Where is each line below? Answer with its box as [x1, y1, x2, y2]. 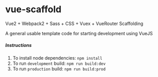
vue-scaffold [5, 4, 62, 15]
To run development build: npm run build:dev [12, 60, 106, 66]
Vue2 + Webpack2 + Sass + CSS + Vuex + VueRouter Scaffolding [5, 20, 144, 27]
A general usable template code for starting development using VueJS [5, 30, 153, 36]
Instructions [5, 42, 32, 48]
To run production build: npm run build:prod [12, 65, 106, 72]
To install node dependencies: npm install [12, 55, 103, 61]
